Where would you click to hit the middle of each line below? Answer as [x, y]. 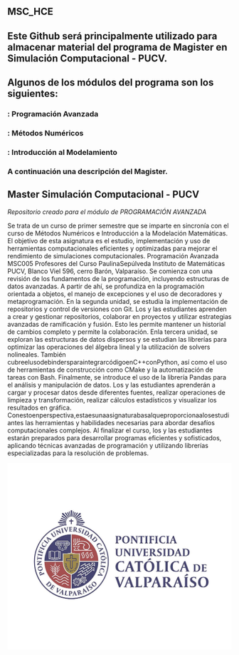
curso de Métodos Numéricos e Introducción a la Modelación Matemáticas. [118, 233]
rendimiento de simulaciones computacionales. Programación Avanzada [113, 255]
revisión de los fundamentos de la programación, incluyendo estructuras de [118, 278]
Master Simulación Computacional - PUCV [103, 194]
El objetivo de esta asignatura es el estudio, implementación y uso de [109, 240]
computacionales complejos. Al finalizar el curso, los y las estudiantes [110, 430]
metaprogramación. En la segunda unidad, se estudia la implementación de [118, 301]
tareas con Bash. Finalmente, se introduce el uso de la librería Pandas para [117, 377]
